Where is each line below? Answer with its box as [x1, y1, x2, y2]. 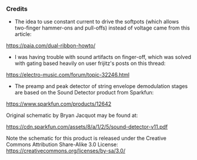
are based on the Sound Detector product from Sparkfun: [14, 89, 154, 96]
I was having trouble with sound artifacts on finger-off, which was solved [14, 54, 192, 61]
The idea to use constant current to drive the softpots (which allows [14, 18, 179, 25]
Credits [6, 5, 28, 13]
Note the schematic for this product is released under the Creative [6, 135, 166, 142]
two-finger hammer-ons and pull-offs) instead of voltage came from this [14, 24, 190, 31]
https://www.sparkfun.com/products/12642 [6, 100, 112, 107]
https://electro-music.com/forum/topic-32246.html [6, 71, 130, 79]
